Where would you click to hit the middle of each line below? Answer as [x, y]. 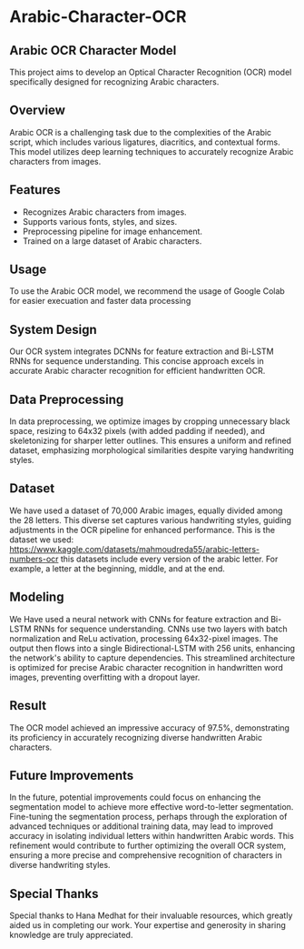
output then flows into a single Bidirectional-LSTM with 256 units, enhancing [152, 648]
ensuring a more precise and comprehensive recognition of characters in [146, 855]
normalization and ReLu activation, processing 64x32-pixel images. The [144, 638]
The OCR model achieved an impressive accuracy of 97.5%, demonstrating [150, 727]
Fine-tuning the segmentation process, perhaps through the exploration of [148, 817]
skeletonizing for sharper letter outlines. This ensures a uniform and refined [151, 441]
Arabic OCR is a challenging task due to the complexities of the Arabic [141, 132]
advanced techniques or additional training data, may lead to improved [142, 826]
